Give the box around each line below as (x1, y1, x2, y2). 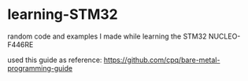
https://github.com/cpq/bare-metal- (103, 55, 220, 64)
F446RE (7, 39, 34, 49)
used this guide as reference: (7, 55, 102, 64)
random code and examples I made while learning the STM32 (7, 31, 207, 41)
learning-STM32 (7, 6, 119, 24)
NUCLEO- (208, 31, 241, 41)
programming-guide (7, 63, 72, 72)
